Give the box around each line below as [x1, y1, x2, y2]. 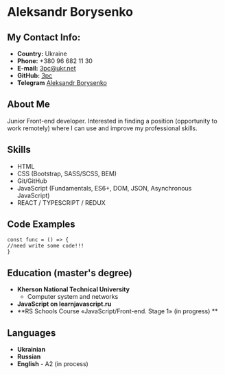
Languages [7, 327, 56, 339]
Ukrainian [16, 346, 46, 354]
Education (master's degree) [7, 267, 132, 278]
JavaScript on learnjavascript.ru [16, 300, 112, 309]
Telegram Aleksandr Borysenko [16, 79, 108, 86]
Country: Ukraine [16, 49, 67, 58]
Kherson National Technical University [16, 285, 130, 293]
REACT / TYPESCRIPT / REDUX [16, 198, 106, 206]
